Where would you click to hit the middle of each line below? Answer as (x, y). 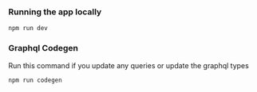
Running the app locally (55, 12)
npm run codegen (35, 80)
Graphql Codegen (43, 48)
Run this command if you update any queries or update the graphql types (128, 65)
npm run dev (28, 29)
